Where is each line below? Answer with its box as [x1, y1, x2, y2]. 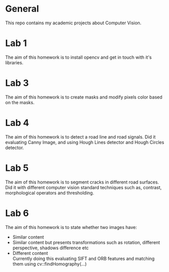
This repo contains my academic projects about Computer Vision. [5, 20, 142, 26]
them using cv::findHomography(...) [12, 261, 87, 267]
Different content [12, 250, 48, 256]
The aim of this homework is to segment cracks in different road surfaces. [5, 179, 159, 185]
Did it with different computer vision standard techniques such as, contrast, [5, 184, 162, 190]
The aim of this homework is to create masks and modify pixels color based [5, 94, 162, 100]
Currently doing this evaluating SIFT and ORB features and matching [12, 255, 155, 261]
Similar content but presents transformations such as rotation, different [12, 239, 160, 245]
